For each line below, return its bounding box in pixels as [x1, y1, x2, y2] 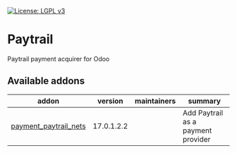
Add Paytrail [182, 108, 224, 118]
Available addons [7, 75, 85, 87]
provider [182, 134, 211, 144]
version [97, 96, 123, 106]
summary [188, 96, 221, 106]
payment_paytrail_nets [11, 121, 86, 130]
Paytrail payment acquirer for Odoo [7, 54, 110, 63]
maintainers [135, 96, 176, 106]
